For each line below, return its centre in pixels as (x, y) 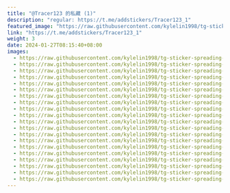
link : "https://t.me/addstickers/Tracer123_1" (75, 33)
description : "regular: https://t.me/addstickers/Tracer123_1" (99, 20)
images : (18, 52)
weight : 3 (21, 39)
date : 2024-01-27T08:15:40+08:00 (55, 45)
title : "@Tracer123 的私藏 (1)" (52, 13)
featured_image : (30, 26)
